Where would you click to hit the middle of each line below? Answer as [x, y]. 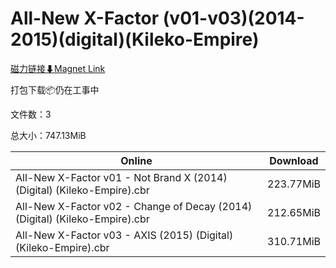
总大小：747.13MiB [48, 135]
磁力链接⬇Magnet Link [58, 68]
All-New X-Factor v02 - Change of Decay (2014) [134, 206]
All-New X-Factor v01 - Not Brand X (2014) [121, 177]
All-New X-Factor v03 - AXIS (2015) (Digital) [124, 235]
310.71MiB [294, 241]
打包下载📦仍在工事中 [55, 89]
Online [136, 160]
